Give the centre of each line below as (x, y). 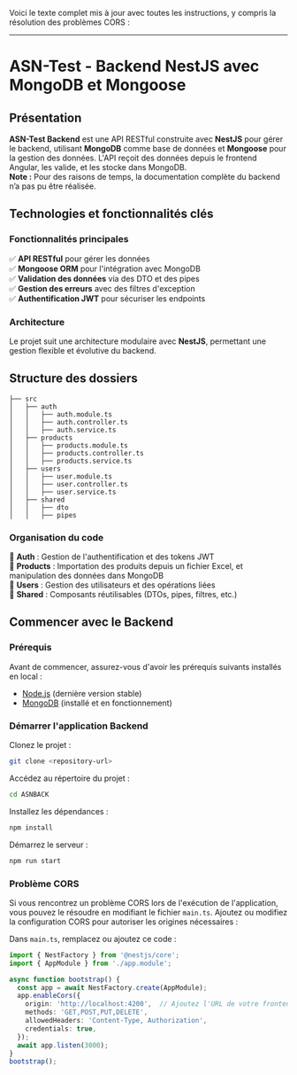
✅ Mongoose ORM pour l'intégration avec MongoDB (105, 269)
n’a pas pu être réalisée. (53, 186)
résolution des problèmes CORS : (70, 22)
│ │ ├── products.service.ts (71, 461)
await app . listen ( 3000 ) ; (63, 1045)
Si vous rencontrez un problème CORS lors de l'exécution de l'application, (144, 902)
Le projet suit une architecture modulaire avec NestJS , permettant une (138, 341)
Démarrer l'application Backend (79, 726)
